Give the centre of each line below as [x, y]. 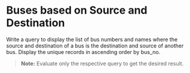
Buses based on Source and [77, 10]
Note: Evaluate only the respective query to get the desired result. [102, 64]
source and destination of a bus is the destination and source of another [95, 46]
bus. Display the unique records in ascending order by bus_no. [83, 52]
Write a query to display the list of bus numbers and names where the [92, 39]
